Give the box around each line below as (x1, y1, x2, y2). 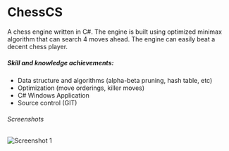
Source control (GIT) (17, 98, 78, 107)
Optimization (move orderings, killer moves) (17, 84, 145, 92)
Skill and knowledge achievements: (7, 58, 114, 67)
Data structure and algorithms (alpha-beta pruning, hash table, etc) (17, 76, 213, 84)
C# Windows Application (17, 91, 89, 99)
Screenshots (7, 114, 44, 123)
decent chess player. (7, 42, 68, 51)
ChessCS (7, 4, 63, 20)
